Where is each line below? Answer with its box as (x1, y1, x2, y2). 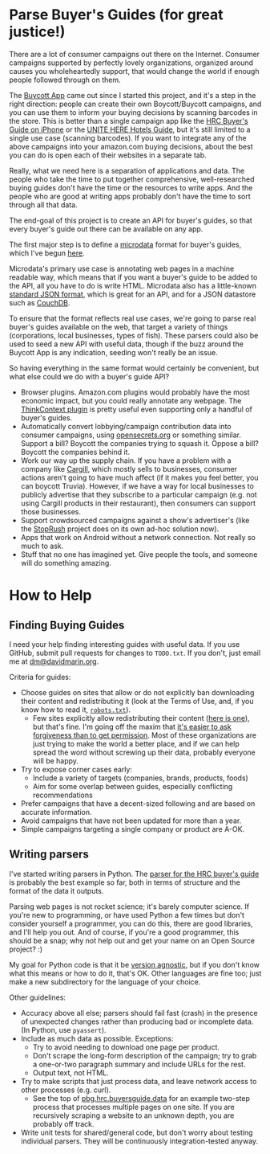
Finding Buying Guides (9, 618, 125, 632)
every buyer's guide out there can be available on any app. (9, 223, 204, 234)
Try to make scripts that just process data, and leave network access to (20, 1076, 257, 1086)
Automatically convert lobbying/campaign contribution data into (20, 421, 232, 431)
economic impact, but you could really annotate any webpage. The (20, 395, 242, 405)
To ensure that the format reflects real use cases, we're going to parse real (9, 313, 256, 323)
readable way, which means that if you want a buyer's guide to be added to (9, 272, 258, 282)
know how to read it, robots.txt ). (20, 705, 131, 714)
